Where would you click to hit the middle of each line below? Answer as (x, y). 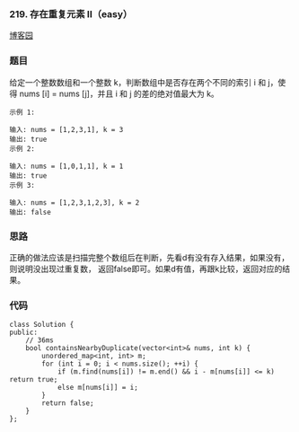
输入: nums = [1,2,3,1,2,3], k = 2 (75, 203)
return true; (34, 380)
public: (24, 333)
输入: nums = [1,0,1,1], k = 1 (66, 166)
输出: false (30, 212)
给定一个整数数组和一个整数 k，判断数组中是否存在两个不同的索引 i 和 (138, 82)
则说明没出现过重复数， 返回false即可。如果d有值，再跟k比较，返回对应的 (146, 269)
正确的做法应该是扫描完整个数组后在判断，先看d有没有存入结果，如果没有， (149, 257)
